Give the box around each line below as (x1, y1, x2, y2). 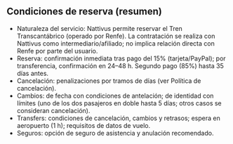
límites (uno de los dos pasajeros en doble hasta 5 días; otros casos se (16, 98, 222, 107)
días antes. (16, 69, 49, 77)
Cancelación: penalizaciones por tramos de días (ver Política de (16, 77, 201, 85)
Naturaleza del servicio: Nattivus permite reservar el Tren (16, 24, 183, 32)
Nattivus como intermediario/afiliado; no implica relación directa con (16, 39, 215, 48)
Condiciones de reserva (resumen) (6, 6, 162, 18)
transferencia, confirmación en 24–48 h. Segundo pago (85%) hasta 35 (16, 61, 224, 70)
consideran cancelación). (16, 106, 91, 114)
